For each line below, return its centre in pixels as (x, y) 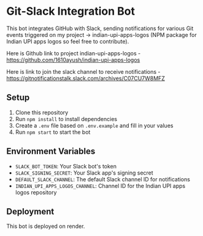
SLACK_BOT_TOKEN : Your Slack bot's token (66, 166)
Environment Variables (51, 151)
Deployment (30, 211)
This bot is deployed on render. (46, 226)
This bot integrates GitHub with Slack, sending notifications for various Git (100, 28)
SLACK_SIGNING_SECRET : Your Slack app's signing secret (84, 173)
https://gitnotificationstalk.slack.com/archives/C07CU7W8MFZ (86, 78)
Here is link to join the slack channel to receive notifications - (83, 71)
